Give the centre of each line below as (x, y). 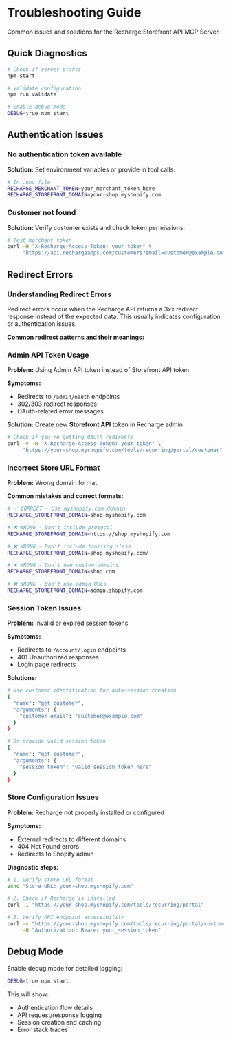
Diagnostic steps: (33, 867)
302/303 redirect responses (57, 404)
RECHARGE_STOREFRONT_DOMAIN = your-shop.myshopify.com (84, 195)
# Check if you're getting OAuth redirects (70, 438)
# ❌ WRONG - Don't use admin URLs (57, 584)
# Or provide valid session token (57, 741)
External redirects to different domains (71, 839)
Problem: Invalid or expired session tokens (68, 623)
